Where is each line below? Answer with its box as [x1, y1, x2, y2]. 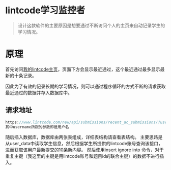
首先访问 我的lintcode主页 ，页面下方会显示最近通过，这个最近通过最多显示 [5, 66, 160, 72]
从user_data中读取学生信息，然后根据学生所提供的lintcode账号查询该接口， [5, 141, 163, 147]
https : [5, 120, 19, 125]
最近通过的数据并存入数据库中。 [5, 89, 72, 95]
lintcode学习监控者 [5, 5, 85, 16]
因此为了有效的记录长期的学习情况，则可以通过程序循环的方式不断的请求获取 [5, 83, 166, 89]
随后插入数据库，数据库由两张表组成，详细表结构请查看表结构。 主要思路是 [5, 134, 163, 140]
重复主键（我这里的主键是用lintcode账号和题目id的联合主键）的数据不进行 [5, 153, 160, 159]
